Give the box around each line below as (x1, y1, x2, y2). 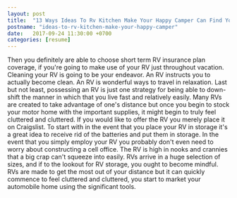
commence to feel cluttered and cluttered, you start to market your (7, 175, 201, 183)
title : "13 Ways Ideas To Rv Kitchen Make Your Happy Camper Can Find (7, 17, 222, 24)
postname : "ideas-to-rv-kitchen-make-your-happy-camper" (7, 23, 178, 30)
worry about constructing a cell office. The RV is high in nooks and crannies (7, 145, 228, 154)
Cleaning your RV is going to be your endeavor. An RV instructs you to (7, 71, 211, 79)
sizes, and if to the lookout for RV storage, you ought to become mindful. (7, 160, 219, 169)
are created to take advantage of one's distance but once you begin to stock (7, 100, 230, 109)
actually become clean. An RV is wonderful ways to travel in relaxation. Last (7, 78, 227, 86)
